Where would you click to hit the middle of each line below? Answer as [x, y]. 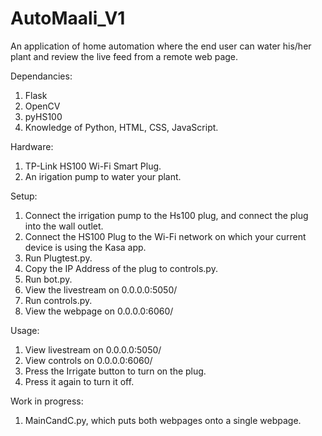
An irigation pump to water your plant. [103, 176]
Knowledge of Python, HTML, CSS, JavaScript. [121, 127]
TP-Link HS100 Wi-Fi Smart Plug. [93, 166]
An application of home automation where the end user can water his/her [161, 46]
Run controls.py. [58, 300]
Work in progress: [47, 401]
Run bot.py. [48, 279]
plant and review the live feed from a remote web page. [124, 56]
